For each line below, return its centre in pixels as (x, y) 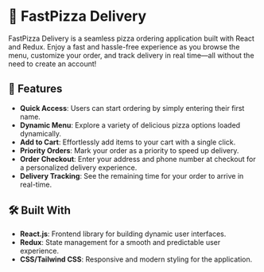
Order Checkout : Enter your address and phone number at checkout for (138, 159)
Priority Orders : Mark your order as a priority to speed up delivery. (129, 150)
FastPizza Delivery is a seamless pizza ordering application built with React (131, 38)
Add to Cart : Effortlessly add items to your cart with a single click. (128, 142)
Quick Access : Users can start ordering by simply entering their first (132, 108)
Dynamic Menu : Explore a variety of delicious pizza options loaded (130, 125)
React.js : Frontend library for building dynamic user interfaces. (123, 234)
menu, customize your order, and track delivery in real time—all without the (131, 55)
